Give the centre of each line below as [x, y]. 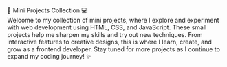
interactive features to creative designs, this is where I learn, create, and [109, 42]
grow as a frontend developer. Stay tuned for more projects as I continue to [113, 49]
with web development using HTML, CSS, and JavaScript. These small [107, 27]
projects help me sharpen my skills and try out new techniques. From [105, 35]
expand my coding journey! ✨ [49, 56]
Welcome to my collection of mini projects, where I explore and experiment [113, 20]
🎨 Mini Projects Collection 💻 [47, 10]
